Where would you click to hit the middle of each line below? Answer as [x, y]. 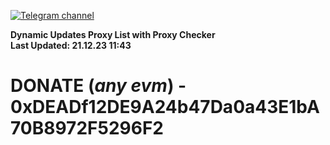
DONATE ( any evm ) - [98, 86]
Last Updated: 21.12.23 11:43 [71, 45]
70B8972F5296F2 [87, 128]
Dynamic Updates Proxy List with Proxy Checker [113, 34]
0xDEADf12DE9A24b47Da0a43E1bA [165, 107]
